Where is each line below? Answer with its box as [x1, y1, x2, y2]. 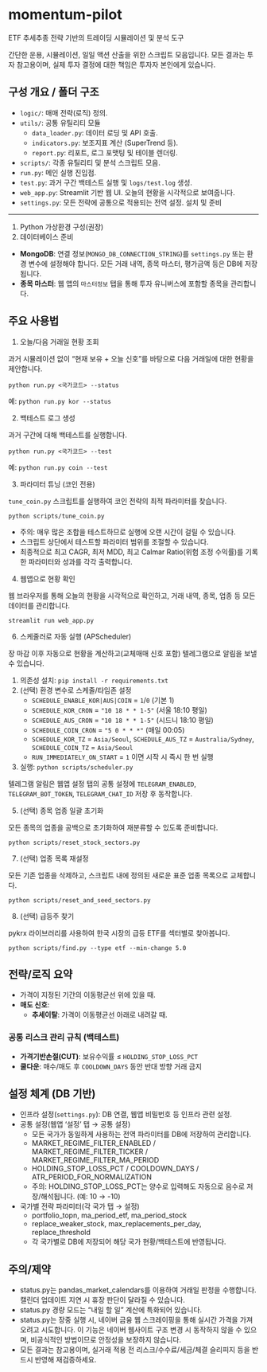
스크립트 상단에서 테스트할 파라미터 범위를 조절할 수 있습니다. [19, 537, 209, 546]
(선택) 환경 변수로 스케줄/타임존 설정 [19, 685, 133, 694]
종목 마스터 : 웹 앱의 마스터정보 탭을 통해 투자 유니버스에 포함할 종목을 [19, 279, 229, 288]
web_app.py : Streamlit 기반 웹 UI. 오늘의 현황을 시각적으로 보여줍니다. [19, 187, 236, 197]
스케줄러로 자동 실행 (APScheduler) [19, 631, 132, 641]
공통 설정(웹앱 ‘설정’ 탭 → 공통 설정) [19, 1120, 131, 1129]
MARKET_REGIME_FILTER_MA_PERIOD [31, 1155, 160, 1165]
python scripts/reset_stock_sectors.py [8, 838, 141, 846]
